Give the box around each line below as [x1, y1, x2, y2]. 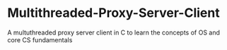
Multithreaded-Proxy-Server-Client [7, 5, 221, 21]
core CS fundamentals [7, 35, 73, 44]
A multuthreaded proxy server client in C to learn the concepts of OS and [7, 28, 221, 37]
